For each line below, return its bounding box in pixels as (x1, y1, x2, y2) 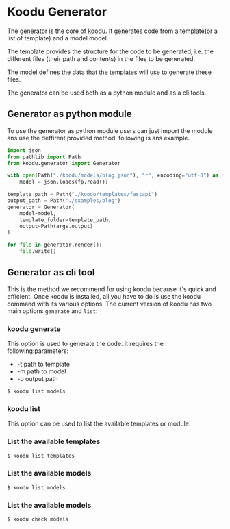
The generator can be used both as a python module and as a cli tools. (7, 88, 207, 97)
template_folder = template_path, (19, 217, 112, 223)
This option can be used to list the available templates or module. (7, 419, 191, 428)
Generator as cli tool (7, 267, 95, 278)
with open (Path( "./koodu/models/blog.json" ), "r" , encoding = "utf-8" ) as (7, 172, 219, 179)
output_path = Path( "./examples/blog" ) (7, 197, 121, 204)
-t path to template (16, 360, 71, 369)
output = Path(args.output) (19, 223, 94, 230)
